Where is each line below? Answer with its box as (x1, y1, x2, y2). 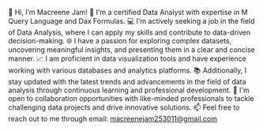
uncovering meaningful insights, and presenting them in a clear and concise (8, 45, 255, 54)
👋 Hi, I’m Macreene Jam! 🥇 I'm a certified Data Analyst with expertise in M (8, 8, 248, 17)
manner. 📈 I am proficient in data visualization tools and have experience (8, 54, 246, 63)
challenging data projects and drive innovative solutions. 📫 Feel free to (8, 103, 240, 112)
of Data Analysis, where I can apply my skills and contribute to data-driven (8, 28, 251, 37)
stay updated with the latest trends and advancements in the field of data (8, 77, 246, 86)
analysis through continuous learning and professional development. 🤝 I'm (8, 85, 250, 95)
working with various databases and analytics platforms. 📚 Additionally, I (8, 65, 247, 75)
